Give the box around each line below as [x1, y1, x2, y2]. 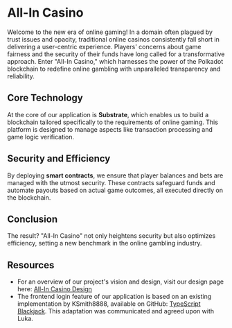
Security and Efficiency [7, 153, 111, 164]
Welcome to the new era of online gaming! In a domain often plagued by [7, 28, 213, 36]
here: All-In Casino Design [17, 285, 92, 293]
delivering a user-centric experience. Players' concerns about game [7, 42, 202, 51]
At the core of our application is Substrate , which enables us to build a [7, 110, 209, 119]
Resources [7, 259, 55, 271]
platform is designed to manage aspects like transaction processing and [7, 125, 213, 133]
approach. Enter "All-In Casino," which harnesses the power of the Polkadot [7, 57, 224, 65]
